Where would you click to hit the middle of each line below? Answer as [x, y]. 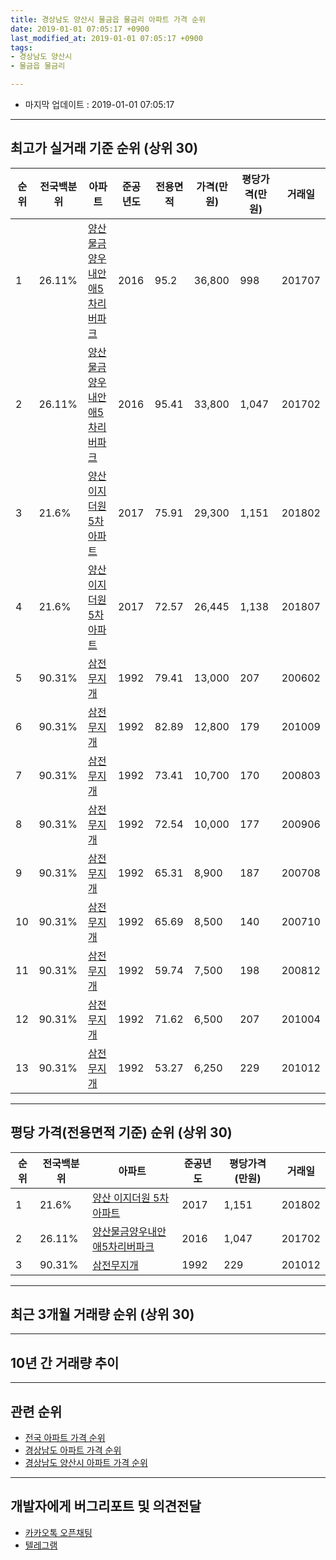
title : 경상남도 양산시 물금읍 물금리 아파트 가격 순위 [108, 19]
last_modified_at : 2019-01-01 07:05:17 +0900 [106, 38]
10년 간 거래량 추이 [65, 1362]
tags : [21, 47]
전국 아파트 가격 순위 [65, 1438]
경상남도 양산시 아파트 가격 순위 [86, 1463]
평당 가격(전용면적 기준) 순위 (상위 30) [121, 1132]
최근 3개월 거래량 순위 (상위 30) [102, 1314]
